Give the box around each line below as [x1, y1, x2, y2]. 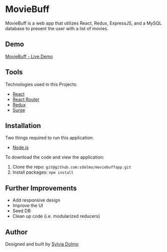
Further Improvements [5, 184, 77, 192]
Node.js [12, 145, 29, 151]
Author [5, 227, 28, 236]
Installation [5, 121, 41, 130]
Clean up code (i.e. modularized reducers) [12, 213, 100, 219]
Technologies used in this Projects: [5, 81, 78, 87]
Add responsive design [12, 197, 61, 203]
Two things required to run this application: [5, 135, 94, 141]
